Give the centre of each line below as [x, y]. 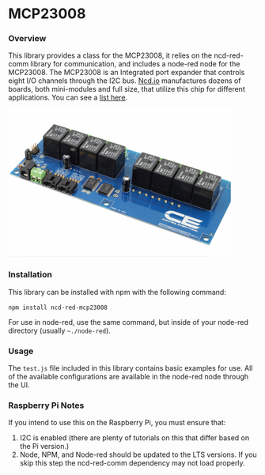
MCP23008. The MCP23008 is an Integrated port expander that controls [127, 73]
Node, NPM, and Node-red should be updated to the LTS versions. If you [138, 454]
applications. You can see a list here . [68, 98]
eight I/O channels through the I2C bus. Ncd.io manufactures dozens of [125, 81]
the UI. [19, 385]
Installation [30, 275]
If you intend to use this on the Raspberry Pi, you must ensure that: [117, 423]
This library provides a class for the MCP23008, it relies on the [110, 55]
